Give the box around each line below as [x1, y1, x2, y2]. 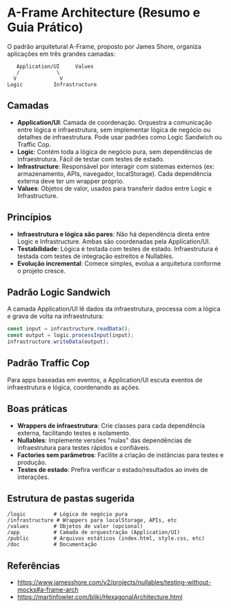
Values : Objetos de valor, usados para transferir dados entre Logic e [17, 184, 212, 193]
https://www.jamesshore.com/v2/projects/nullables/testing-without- [17, 578, 212, 587]
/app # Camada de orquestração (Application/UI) [7, 529, 181, 536]
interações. [17, 473, 50, 481]
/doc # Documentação [7, 541, 97, 548]
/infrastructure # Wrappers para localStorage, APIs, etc [7, 517, 177, 524]
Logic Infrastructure [7, 81, 97, 88]
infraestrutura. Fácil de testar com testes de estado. [17, 155, 165, 163]
